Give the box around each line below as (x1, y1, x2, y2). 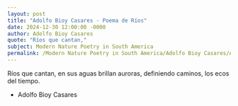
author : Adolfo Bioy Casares (7, 30, 93, 37)
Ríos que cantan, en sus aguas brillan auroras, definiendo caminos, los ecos (7, 69, 229, 78)
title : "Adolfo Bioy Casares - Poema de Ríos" (7, 17, 147, 24)
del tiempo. (7, 76, 40, 85)
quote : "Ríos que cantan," (7, 37, 87, 44)
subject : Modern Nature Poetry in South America (7, 43, 154, 50)
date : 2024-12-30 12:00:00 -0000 (7, 23, 106, 30)
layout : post (7, 10, 46, 18)
